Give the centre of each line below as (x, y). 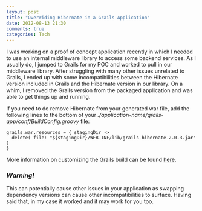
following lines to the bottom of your (51, 115)
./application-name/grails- (131, 115)
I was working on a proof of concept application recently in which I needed (100, 52)
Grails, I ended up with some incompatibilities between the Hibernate (92, 78)
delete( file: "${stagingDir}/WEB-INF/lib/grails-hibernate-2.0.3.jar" (104, 138)
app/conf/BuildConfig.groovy (43, 121)
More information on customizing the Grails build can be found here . (91, 160)
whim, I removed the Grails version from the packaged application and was (99, 90)
